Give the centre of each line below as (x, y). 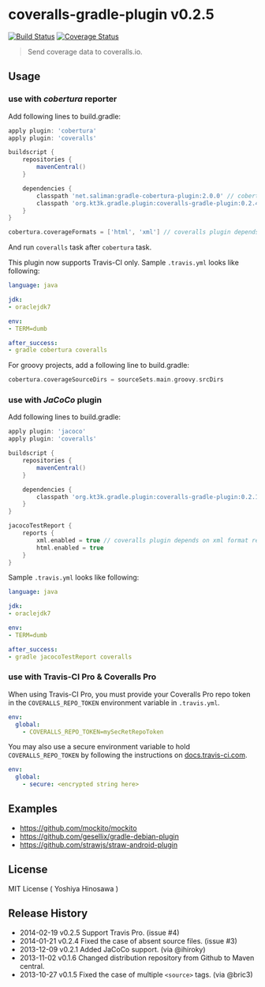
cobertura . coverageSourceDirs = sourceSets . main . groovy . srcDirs (116, 380)
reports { (39, 533)
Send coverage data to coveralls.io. (85, 51)
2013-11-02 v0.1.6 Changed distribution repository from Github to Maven (137, 958)
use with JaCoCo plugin (55, 400)
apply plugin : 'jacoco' (47, 432)
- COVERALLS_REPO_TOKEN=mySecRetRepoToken (93, 732)
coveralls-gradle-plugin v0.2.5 (111, 15)
